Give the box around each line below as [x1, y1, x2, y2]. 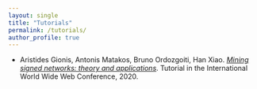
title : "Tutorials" [8, 19, 73, 27]
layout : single [8, 11, 59, 20]
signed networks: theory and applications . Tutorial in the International [19, 64, 248, 73]
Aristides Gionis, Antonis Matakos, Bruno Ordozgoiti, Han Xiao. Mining [19, 55, 249, 65]
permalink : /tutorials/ [8, 26, 87, 34]
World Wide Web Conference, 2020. [19, 72, 139, 81]
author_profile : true [8, 33, 80, 42]
